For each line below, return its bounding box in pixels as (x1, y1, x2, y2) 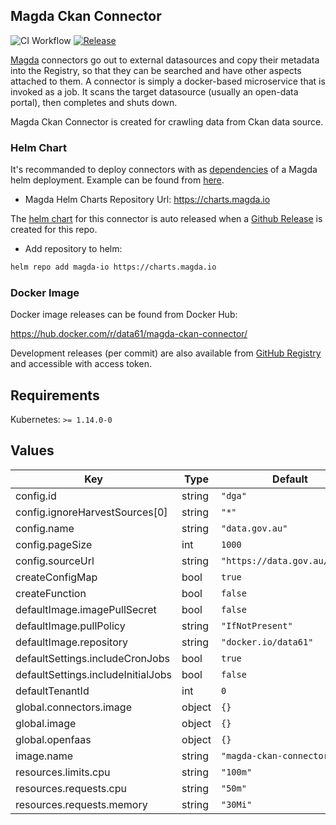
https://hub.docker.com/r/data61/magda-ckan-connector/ (10, 328, 248, 340)
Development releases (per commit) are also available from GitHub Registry (10, 347, 322, 359)
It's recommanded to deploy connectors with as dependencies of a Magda (10, 164, 318, 176)
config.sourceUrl (15, 554, 95, 568)
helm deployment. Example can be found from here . (10, 174, 225, 186)
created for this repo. (10, 224, 98, 236)
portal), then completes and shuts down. (10, 96, 178, 108)
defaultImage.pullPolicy (15, 619, 126, 633)
